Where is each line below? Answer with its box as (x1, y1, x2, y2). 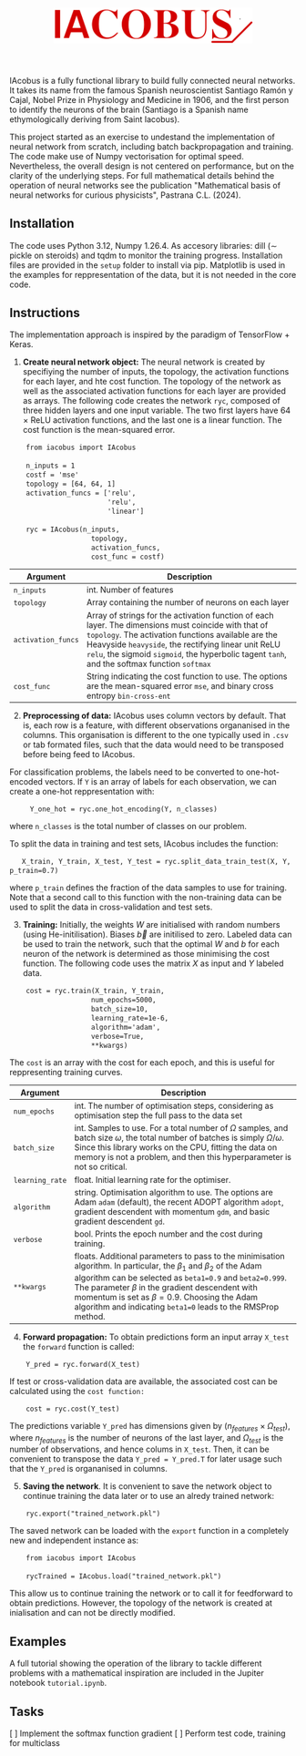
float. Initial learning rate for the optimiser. (74, 1174, 231, 1185)
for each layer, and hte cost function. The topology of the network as (22, 376, 281, 387)
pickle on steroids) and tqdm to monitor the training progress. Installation (9, 250, 283, 261)
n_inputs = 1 (25, 461, 76, 471)
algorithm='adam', (90, 1023, 161, 1032)
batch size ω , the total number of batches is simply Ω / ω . (74, 1133, 284, 1144)
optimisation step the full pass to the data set (74, 1110, 243, 1121)
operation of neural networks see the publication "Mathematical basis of (9, 180, 280, 190)
